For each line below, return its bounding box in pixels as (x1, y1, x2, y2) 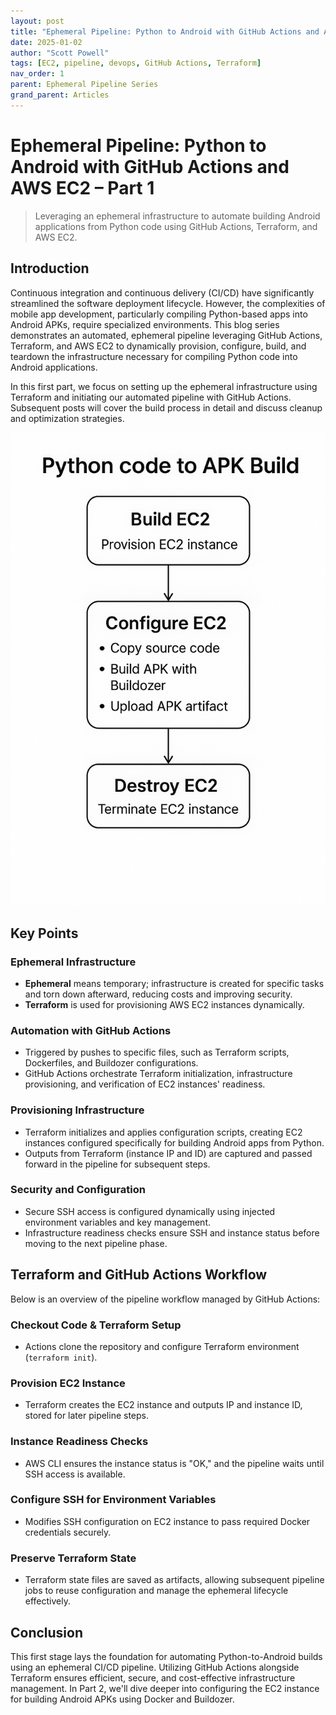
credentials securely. (24, 1526, 112, 1538)
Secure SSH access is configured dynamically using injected (24, 1205, 276, 1217)
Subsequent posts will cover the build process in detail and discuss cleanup (10, 401, 323, 414)
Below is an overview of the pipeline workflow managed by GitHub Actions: (10, 1293, 321, 1305)
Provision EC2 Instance (10, 1376, 126, 1390)
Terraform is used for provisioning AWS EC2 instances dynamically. (24, 998, 305, 1010)
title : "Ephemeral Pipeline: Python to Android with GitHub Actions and (10, 26, 320, 37)
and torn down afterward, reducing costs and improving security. (24, 988, 293, 1000)
